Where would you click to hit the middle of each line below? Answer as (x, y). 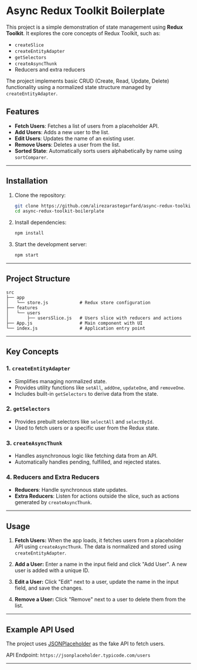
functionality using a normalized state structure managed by (79, 87)
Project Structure (38, 279)
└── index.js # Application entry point (76, 328)
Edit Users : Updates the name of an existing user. (75, 138)
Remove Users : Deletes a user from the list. (67, 144)
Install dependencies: (40, 222)
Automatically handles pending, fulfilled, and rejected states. (88, 462)
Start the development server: (51, 244)
